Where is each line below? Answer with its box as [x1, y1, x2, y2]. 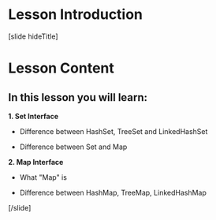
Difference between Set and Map [19, 142, 128, 151]
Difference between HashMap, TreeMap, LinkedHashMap [19, 188, 207, 197]
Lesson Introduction [8, 6, 143, 24]
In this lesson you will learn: [8, 91, 148, 104]
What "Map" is [19, 172, 67, 182]
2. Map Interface [8, 157, 64, 166]
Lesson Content [8, 59, 114, 77]
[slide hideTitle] [8, 32, 58, 41]
